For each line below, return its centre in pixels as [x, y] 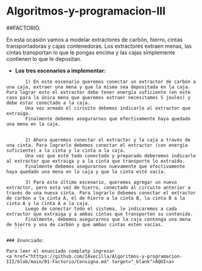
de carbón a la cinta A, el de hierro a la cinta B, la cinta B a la [96, 198]
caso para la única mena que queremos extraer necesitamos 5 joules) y [98, 97]
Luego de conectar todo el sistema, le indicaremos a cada [101, 209]
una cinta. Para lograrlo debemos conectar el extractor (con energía [97, 145]
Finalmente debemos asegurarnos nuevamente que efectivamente [105, 166]
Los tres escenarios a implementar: [60, 70]
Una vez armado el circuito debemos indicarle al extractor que [108, 108]
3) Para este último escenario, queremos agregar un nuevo [101, 182]
